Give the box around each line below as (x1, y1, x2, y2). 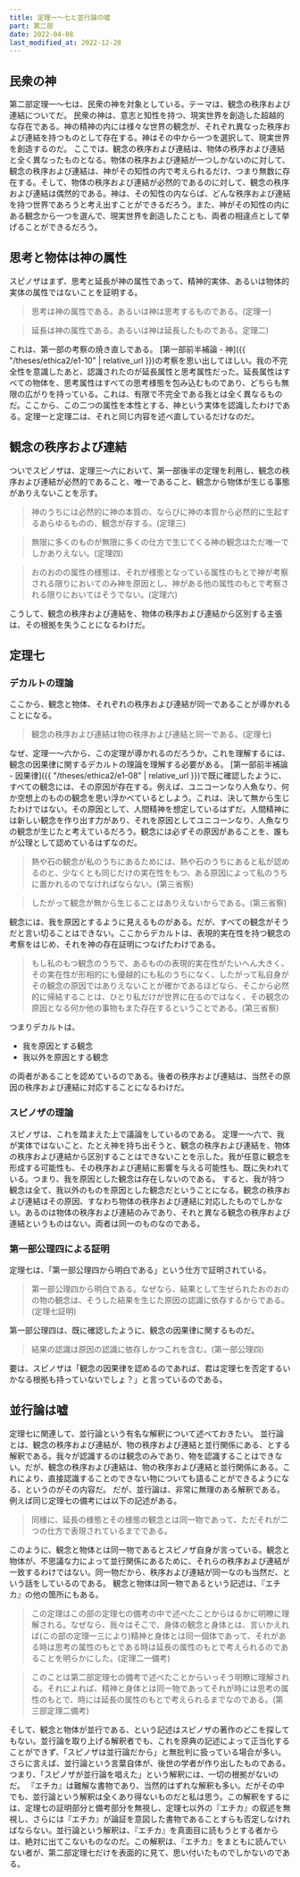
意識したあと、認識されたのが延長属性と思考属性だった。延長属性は (32, 366, 283, 376)
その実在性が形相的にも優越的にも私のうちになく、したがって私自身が (30, 969, 290, 980)
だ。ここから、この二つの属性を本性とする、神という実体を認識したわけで (9, 400, 283, 410)
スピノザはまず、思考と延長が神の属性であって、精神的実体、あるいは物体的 (9, 275, 290, 286)
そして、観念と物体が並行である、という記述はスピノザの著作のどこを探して (9, 1724, 290, 1735)
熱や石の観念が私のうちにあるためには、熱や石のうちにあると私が (30, 856, 274, 867)
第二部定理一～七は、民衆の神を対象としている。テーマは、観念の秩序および (9, 99, 291, 110)
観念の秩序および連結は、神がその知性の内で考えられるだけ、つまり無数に (9, 166, 283, 177)
